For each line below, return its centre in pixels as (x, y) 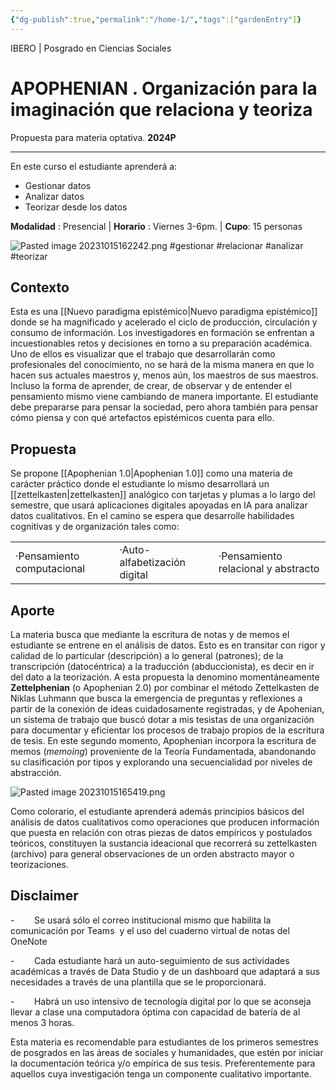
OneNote (29, 941)
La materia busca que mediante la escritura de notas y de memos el (150, 634)
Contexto (40, 287)
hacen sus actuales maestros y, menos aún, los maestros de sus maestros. (164, 375)
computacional (50, 569)
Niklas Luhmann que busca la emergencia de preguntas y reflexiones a (156, 698)
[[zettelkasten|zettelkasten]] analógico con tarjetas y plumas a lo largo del (163, 495)
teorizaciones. (40, 864)
